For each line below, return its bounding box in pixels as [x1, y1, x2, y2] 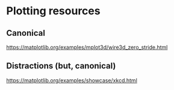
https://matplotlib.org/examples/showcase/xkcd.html [6, 76, 137, 84]
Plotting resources [6, 4, 101, 18]
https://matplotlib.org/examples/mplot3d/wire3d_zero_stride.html [6, 44, 168, 51]
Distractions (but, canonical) [6, 61, 116, 71]
